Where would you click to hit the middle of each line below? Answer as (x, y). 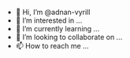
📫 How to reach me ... (52, 46)
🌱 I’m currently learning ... (58, 29)
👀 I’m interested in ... (49, 20)
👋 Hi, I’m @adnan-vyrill (53, 12)
